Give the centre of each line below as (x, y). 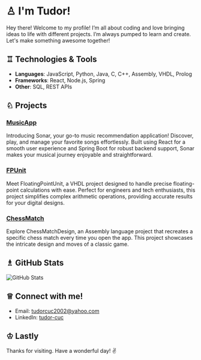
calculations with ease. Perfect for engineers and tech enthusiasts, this (108, 190)
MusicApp (22, 123)
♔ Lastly (22, 336)
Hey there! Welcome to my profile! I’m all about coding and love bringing (95, 28)
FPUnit (16, 171)
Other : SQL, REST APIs (43, 87)
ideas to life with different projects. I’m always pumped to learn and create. (99, 34)
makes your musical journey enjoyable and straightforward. (79, 155)
